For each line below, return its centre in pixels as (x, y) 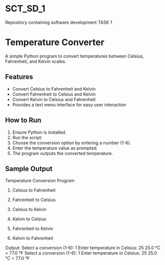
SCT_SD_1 (25, 9)
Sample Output (29, 169)
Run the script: (27, 137)
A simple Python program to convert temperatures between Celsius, (75, 56)
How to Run (23, 120)
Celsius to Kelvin (29, 210)
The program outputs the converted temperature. (62, 153)
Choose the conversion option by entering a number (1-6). (72, 143)
